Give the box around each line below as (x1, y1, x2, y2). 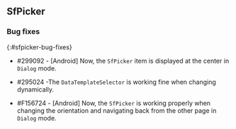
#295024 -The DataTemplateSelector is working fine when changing (16, 78, 217, 86)
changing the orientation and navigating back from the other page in (16, 106, 217, 115)
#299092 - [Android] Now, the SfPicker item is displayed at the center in (16, 56, 230, 65)
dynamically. (16, 85, 55, 94)
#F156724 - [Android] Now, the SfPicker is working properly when (16, 99, 210, 107)
